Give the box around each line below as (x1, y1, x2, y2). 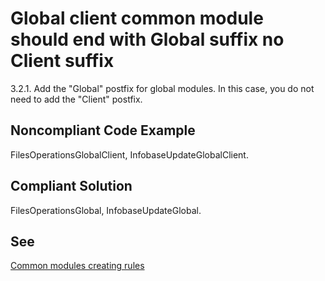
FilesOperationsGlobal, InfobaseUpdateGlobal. (10, 204, 202, 216)
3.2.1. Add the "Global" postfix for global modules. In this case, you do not (10, 82, 315, 94)
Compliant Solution (10, 178, 133, 195)
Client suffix (10, 50, 115, 72)
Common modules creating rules (10, 260, 145, 272)
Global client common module (10, 7, 264, 30)
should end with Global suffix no (10, 28, 285, 51)
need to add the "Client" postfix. (10, 93, 143, 105)
